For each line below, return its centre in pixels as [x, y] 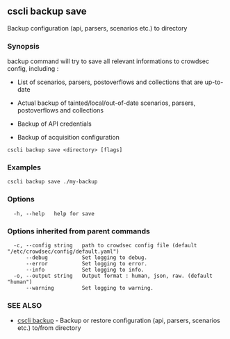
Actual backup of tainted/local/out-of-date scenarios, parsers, [106, 103]
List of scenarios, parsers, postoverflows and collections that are [110, 82]
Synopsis [23, 46]
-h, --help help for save [54, 214]
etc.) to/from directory [49, 328]
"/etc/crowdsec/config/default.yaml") [63, 251]
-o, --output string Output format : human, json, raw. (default [113, 276]
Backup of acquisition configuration [68, 138]
